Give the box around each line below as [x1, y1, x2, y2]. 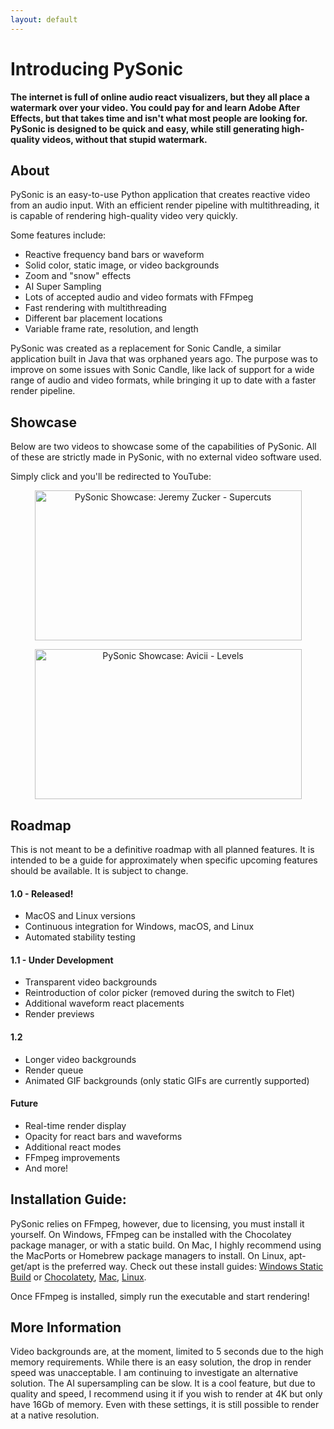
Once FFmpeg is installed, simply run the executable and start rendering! [10, 1290, 310, 1302]
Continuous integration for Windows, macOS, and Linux [24, 921, 255, 933]
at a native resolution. [10, 1409, 100, 1421]
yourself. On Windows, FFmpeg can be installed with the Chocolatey [10, 1228, 292, 1240]
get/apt [10, 1260, 41, 1272]
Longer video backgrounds [24, 1053, 137, 1065]
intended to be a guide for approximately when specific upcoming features [10, 854, 318, 866]
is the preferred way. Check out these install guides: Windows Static [42, 1260, 324, 1272]
